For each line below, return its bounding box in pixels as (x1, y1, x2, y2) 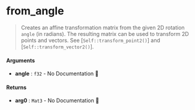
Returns (6, 84, 27, 91)
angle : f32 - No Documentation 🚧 (14, 70, 99, 77)
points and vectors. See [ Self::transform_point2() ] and (20, 36, 160, 44)
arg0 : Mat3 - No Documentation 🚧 (14, 97, 100, 104)
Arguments (6, 57, 35, 64)
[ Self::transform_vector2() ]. (20, 43, 94, 50)
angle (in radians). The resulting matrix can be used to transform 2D (20, 30, 189, 37)
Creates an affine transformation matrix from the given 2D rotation (20, 24, 185, 31)
